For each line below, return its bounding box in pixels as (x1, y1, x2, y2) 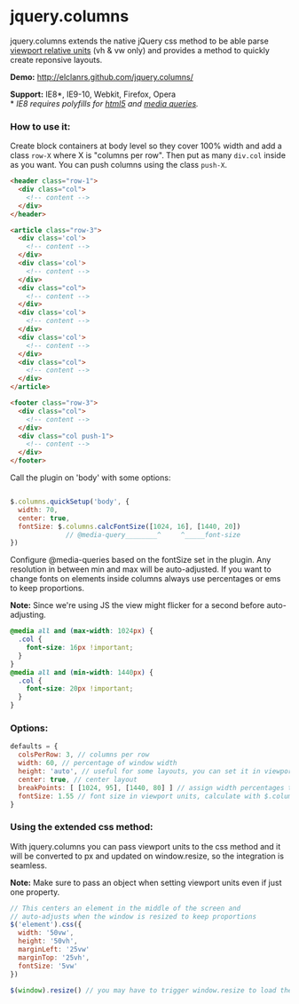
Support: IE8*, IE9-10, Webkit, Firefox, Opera (10, 89, 177, 99)
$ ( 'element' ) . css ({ (10, 921, 83, 929)
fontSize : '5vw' (18, 961, 78, 970)
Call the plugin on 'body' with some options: (10, 472, 171, 483)
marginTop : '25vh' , (18, 953, 90, 962)
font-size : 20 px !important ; (26, 684, 134, 693)
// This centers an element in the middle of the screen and (10, 904, 241, 913)
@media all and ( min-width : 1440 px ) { (10, 668, 153, 676)
